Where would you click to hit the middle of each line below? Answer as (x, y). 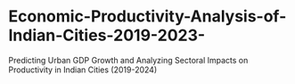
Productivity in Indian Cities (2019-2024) (83, 70)
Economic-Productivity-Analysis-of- (147, 17)
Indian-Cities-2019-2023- (107, 35)
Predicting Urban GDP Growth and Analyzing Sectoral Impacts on (128, 60)
